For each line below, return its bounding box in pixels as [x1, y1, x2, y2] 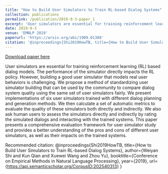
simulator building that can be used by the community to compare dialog [5, 84, 155, 90]
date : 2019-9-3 [5, 26, 37, 31]
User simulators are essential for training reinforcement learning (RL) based [5, 63, 161, 69]
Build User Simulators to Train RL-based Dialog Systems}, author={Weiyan [5, 147, 158, 153]
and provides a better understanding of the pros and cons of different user [5, 127, 159, 133]
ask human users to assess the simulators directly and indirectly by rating [5, 111, 156, 117]
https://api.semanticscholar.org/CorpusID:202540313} [6, 163, 119, 169]
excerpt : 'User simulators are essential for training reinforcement [5, 21, 153, 26]
